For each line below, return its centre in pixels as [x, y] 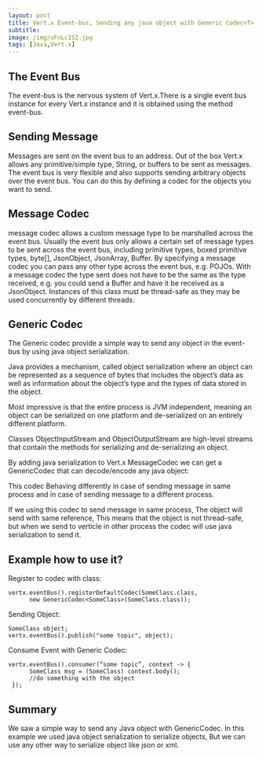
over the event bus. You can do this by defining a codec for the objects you [130, 181]
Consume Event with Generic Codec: [68, 650]
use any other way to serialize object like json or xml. [94, 745]
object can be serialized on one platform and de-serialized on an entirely [126, 415]
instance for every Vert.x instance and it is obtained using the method [121, 104]
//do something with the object [82, 678]
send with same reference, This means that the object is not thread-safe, [126, 518]
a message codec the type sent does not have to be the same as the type [127, 274]
